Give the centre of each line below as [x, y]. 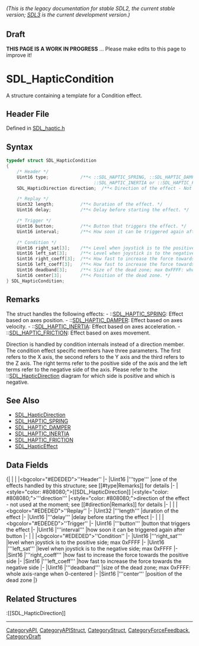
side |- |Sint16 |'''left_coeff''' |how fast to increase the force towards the [94, 561]
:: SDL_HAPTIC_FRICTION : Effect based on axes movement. [78, 333]
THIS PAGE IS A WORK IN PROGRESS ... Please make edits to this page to [96, 49]
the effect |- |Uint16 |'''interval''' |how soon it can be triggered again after [96, 530]
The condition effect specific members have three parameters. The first [94, 351]
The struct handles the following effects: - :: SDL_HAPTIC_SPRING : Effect [95, 314]
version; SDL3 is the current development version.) [68, 14]
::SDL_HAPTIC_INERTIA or [124, 183]
